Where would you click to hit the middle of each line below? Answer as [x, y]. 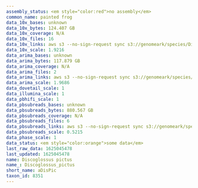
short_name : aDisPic [32, 171]
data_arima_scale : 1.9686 [38, 83]
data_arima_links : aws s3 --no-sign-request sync [68, 77]
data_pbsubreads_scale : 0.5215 [44, 132]
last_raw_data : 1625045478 [39, 149]
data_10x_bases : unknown [37, 22]
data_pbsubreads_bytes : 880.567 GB [50, 110]
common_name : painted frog [39, 17]
